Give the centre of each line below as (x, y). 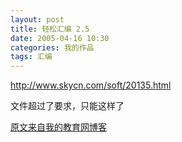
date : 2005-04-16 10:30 (60, 38)
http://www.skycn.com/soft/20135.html (91, 85)
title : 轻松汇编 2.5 (50, 29)
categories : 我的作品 (52, 47)
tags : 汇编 (31, 57)
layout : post (37, 19)
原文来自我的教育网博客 (58, 127)
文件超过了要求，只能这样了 (67, 106)
